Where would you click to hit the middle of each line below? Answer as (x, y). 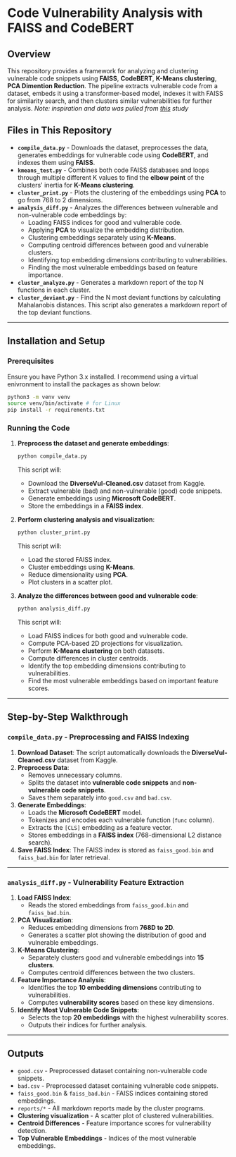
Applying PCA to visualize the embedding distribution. (106, 230)
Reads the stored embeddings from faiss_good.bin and (108, 905)
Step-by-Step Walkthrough (68, 717)
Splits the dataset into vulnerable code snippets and (104, 782)
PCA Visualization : (45, 920)
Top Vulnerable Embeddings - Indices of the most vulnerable (107, 1138)
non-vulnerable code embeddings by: (72, 215)
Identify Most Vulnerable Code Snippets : (78, 1010)
